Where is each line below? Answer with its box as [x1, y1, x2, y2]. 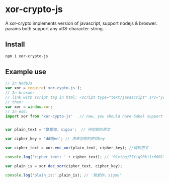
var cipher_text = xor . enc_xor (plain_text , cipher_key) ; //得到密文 [5, 145, 149, 151]
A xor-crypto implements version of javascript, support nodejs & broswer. [5, 20, 157, 26]
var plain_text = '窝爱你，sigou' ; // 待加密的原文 [5, 127, 111, 132]
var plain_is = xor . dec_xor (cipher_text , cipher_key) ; [5, 163, 123, 168]
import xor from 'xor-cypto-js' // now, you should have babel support [5, 113, 163, 119]
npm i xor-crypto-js [5, 53, 49, 58]
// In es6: [5, 109, 28, 114]
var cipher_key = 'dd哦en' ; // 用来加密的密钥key [5, 136, 106, 142]
